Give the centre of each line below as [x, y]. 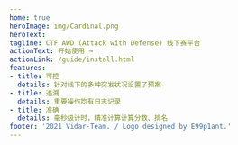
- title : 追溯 [35, 93]
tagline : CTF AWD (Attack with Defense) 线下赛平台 [105, 43]
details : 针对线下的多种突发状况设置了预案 [90, 85]
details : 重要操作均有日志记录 [69, 101]
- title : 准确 [35, 110]
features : [28, 68]
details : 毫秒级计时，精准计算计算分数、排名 [93, 118]
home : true [30, 18]
